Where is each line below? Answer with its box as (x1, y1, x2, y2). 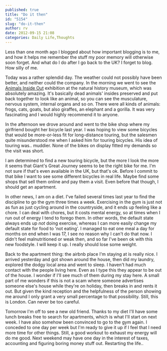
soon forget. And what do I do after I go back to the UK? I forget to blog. (5, 59, 153, 65)
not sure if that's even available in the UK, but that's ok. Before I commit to (5, 168, 158, 174)
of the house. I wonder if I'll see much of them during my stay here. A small (5, 272, 160, 278)
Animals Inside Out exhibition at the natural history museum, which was (5, 85, 152, 91)
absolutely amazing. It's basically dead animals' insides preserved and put (5, 90, 158, 96)
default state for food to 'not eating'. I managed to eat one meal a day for (5, 225, 155, 231)
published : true (5, 7, 39, 12)
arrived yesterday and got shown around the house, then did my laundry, (5, 256, 155, 262)
